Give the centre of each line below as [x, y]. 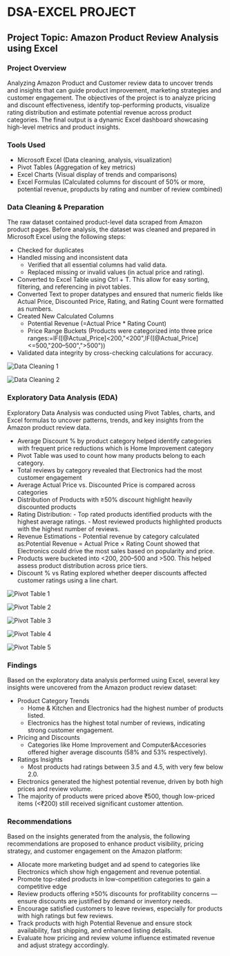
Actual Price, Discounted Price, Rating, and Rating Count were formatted [120, 302]
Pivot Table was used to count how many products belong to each [111, 455]
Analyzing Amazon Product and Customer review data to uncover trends [110, 83]
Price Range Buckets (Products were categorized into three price [120, 331]
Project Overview [37, 68]
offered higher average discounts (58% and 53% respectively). [117, 752]
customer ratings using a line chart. [68, 580]
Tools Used [27, 144]
